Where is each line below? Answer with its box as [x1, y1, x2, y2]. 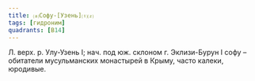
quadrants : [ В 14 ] [8, 26, 66, 34]
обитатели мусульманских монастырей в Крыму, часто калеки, [8, 56, 224, 65]
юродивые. [8, 64, 47, 74]
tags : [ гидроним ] [8, 19, 66, 27]
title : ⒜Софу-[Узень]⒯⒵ [8, 11, 94, 20]
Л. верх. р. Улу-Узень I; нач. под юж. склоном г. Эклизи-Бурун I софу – [8, 48, 247, 57]
